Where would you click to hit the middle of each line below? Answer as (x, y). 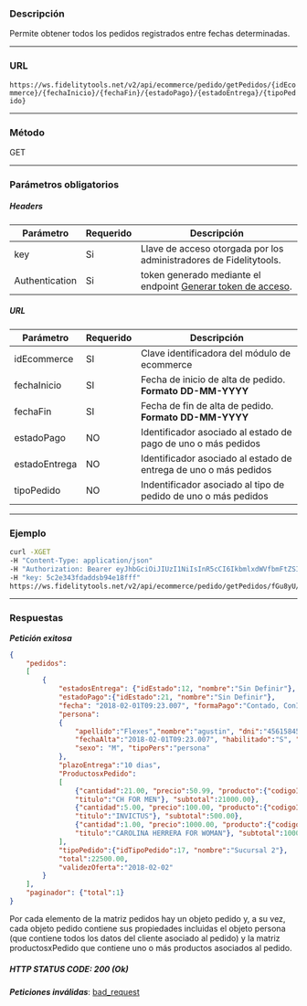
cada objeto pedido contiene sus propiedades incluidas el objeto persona (148, 928)
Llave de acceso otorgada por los (212, 248)
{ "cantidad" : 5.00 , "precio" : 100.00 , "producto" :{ (171, 808)
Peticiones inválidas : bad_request (74, 991)
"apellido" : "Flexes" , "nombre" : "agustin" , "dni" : (169, 731)
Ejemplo (28, 533)
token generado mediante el (201, 274)
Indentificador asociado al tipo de (212, 485)
